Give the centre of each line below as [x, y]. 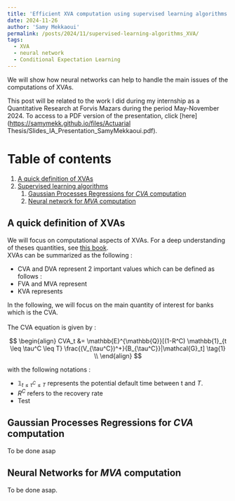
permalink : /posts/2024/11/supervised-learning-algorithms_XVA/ [103, 33]
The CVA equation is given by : [52, 327]
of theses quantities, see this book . [58, 248]
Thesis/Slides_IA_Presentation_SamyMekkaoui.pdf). [82, 130]
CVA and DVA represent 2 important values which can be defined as [116, 269]
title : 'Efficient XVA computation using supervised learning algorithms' [119, 14]
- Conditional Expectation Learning [67, 60]
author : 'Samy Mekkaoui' [43, 27]
